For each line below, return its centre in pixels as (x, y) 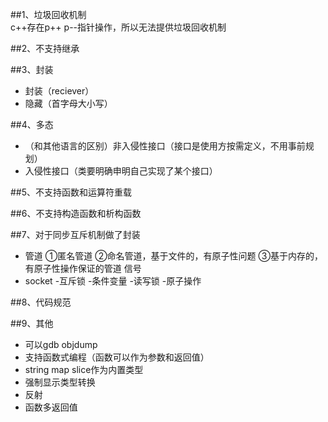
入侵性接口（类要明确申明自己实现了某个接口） (121, 171)
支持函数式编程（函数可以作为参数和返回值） (117, 357)
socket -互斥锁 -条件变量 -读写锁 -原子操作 (113, 281)
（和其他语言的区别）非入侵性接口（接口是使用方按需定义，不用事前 (165, 146)
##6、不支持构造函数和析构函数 (76, 213)
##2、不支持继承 (45, 48)
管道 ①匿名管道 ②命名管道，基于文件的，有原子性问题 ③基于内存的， (173, 256)
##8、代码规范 (41, 302)
